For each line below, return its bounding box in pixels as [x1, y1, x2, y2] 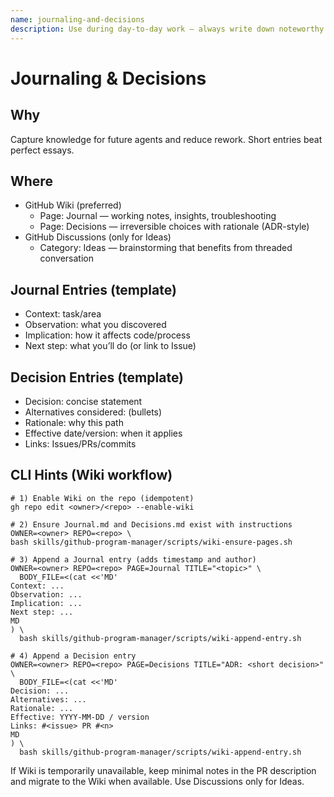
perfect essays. [10, 144, 75, 156]
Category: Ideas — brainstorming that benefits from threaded [39, 242, 293, 254]
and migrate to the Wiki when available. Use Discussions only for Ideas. [10, 775, 305, 787]
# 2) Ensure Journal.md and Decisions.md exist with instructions [10, 519, 293, 530]
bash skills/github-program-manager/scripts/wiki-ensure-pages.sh [10, 537, 293, 547]
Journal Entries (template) [10, 281, 177, 298]
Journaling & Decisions [10, 67, 207, 90]
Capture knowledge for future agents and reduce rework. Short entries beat [10, 133, 323, 145]
